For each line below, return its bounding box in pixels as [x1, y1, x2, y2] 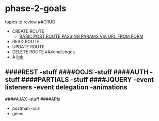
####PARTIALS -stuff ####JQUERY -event [21, 76, 154, 84]
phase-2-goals [5, 3, 66, 14]
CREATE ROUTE [12, 28, 45, 34]
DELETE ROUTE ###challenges [12, 49, 75, 55]
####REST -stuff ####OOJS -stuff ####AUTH [5, 68, 149, 76]
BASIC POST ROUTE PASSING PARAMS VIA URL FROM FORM [19, 33, 143, 39]
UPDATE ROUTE [12, 44, 45, 49]
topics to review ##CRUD [5, 19, 56, 25]
